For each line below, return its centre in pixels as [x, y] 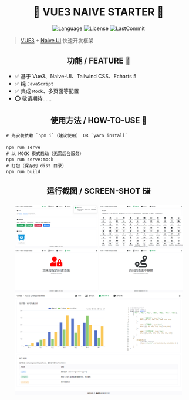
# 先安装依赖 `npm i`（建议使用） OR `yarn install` [67, 135]
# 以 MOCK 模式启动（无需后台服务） [45, 153]
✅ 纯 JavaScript [34, 83]
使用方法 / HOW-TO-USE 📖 [99, 120]
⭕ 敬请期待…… [33, 98]
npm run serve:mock [30, 159]
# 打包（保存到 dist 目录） [36, 166]
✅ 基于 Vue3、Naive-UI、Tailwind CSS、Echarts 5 [75, 76]
